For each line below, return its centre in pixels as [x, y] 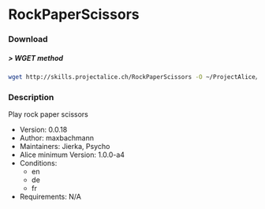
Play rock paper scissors [48, 114]
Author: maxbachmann [57, 138]
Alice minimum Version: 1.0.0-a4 [72, 155]
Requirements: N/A [50, 197]
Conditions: [38, 163]
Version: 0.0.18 [43, 130]
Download [28, 39]
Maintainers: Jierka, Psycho [65, 147]
